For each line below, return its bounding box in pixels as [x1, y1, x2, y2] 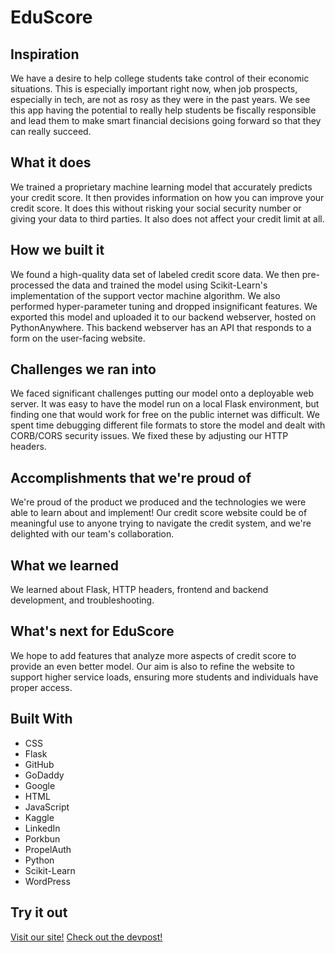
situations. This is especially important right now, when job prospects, [10, 83, 298, 95]
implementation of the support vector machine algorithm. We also [10, 289, 281, 301]
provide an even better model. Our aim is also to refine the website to [10, 660, 295, 672]
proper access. [10, 681, 73, 693]
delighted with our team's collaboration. [10, 528, 175, 540]
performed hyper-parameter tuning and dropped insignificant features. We [10, 300, 318, 312]
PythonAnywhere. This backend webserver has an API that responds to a [10, 321, 312, 333]
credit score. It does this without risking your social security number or [10, 202, 302, 214]
